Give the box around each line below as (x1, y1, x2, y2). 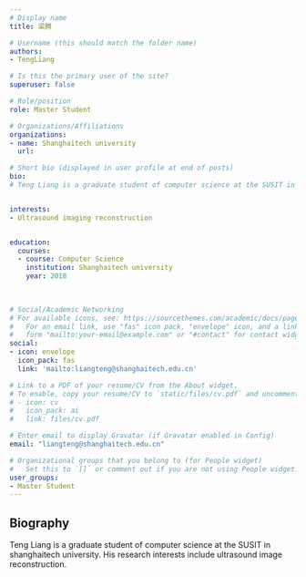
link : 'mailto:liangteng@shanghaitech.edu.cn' (17, 364, 198, 374)
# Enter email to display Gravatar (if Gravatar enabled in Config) (9, 431, 275, 440)
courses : (17, 246, 51, 255)
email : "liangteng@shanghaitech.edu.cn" (9, 439, 166, 448)
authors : (9, 46, 43, 56)
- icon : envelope (9, 347, 76, 356)
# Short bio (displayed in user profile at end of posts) (9, 163, 234, 173)
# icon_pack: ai (9, 407, 79, 416)
